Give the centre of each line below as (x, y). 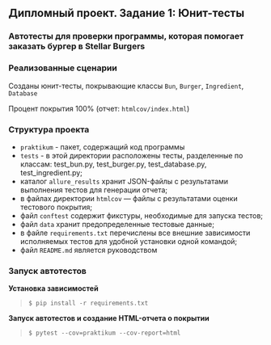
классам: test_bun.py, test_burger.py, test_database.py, (113, 164)
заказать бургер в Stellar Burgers (77, 46)
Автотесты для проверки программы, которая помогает (126, 36)
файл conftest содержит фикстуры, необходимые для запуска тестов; (142, 215)
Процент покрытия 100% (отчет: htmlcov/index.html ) (99, 108)
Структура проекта (49, 129)
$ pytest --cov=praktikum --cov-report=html (104, 333)
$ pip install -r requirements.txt (88, 303)
